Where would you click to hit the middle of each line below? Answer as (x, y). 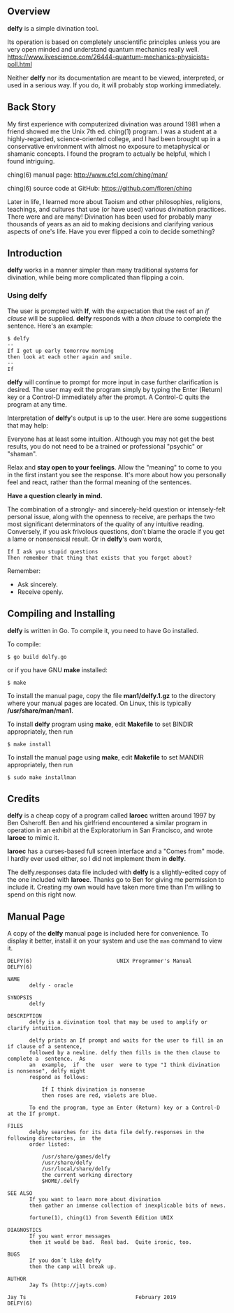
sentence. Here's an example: (50, 326)
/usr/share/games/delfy (76, 1157)
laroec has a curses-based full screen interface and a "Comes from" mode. (116, 851)
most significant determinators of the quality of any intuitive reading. (106, 524)
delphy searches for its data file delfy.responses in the (117, 1132)
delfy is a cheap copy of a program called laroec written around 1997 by (111, 815)
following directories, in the (54, 1138)
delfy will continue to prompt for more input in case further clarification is (113, 382)
